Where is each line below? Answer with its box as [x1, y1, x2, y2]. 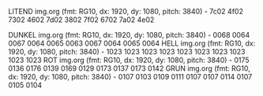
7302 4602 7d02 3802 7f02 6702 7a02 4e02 [8, 15, 155, 24]
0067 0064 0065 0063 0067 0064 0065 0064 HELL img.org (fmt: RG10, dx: [8, 39, 256, 48]
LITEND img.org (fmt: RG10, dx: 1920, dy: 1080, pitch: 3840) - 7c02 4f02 [8, 7, 243, 16]
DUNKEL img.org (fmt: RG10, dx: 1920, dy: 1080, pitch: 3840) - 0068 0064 [8, 31, 250, 39]
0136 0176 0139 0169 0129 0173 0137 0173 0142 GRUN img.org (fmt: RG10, [8, 64, 250, 73]
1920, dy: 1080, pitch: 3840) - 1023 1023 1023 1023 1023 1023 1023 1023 [8, 47, 246, 56]
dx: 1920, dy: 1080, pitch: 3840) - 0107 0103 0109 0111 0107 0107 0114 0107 [8, 72, 253, 81]
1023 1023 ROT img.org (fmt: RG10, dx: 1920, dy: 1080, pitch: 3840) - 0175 [8, 55, 250, 65]
